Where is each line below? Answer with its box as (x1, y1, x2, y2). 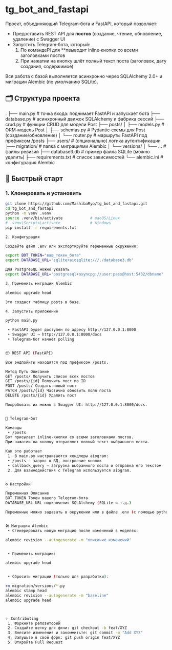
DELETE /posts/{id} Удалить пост (5, 393, 77, 398)
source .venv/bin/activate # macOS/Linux (5, 215, 120, 221)
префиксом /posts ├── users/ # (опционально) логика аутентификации (5, 137, 161, 144)
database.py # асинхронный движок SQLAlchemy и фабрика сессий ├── (5, 115, 164, 122)
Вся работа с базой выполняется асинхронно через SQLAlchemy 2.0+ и (5, 73, 163, 79)
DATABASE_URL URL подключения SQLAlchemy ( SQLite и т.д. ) (5, 500, 132, 506)
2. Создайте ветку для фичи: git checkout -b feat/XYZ (7, 625, 127, 631)
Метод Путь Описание (5, 369, 50, 374)
